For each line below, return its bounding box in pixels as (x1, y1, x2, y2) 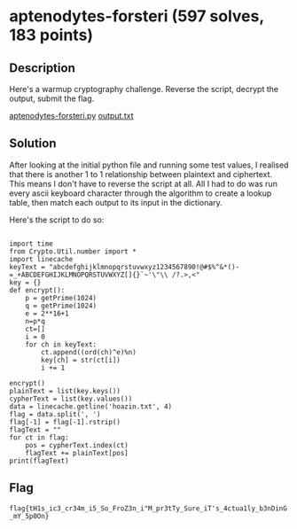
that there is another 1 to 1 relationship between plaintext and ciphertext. (9, 168, 273, 179)
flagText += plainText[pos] (25, 448, 129, 457)
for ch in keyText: (25, 339, 98, 349)
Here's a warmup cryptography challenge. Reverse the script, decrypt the (9, 84, 279, 94)
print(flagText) (9, 456, 69, 465)
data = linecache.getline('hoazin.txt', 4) (9, 401, 173, 411)
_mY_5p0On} (9, 511, 50, 520)
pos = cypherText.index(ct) (25, 440, 129, 449)
